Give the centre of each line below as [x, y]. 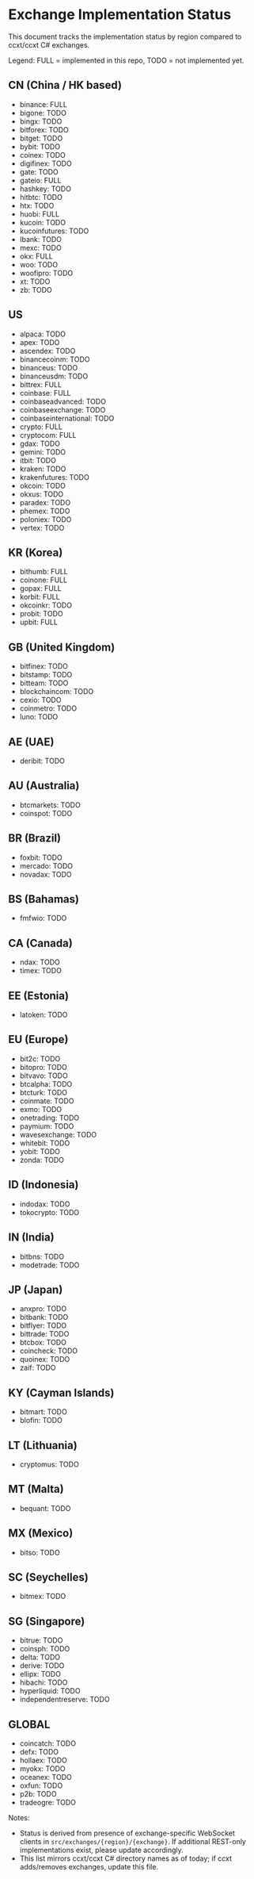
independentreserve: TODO [64, 1700]
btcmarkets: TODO [50, 805]
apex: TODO [40, 342]
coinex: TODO [42, 155]
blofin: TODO [41, 1421]
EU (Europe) [38, 1039]
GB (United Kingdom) [62, 647]
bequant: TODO [45, 1508]
